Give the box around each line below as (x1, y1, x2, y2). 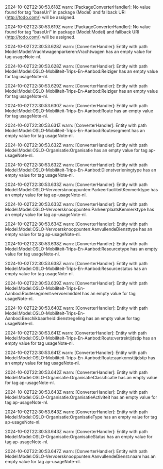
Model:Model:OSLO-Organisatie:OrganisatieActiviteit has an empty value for (5, 394, 158, 400)
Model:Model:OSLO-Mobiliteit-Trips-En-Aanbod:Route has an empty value (5, 108, 154, 114)
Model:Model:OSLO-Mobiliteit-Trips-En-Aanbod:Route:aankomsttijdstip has (5, 355, 156, 361)
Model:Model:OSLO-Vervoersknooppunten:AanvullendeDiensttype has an (5, 226, 153, 232)
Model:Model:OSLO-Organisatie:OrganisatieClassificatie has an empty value (5, 375, 158, 380)
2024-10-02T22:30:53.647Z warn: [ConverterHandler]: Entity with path (5, 449, 148, 454)
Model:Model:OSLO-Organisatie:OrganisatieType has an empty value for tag (5, 414, 157, 419)
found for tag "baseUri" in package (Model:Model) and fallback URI (5, 29, 140, 34)
